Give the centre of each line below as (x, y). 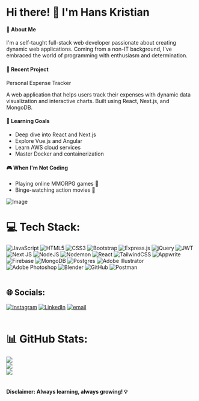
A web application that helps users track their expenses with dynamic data (99, 94)
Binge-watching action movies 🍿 (55, 190)
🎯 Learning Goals (28, 121)
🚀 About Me (21, 29)
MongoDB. (20, 107)
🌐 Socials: (26, 293)
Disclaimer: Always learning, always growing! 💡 (67, 392)
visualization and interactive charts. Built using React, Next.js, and (88, 101)
